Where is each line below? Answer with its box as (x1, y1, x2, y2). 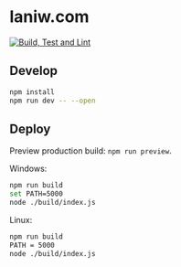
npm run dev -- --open (9, 96, 96, 105)
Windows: (9, 163, 48, 175)
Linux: (9, 214, 33, 225)
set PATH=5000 (9, 189, 64, 198)
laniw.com (9, 6, 90, 27)
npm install (9, 87, 55, 97)
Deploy (9, 121, 51, 136)
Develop (9, 63, 58, 79)
